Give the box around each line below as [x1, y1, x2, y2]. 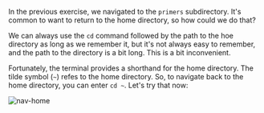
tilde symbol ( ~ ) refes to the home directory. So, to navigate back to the [8, 72, 244, 81]
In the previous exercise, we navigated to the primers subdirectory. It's [8, 7, 242, 16]
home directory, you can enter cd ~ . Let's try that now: [8, 80, 189, 90]
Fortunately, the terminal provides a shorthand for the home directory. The [8, 63, 254, 73]
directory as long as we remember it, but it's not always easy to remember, [8, 39, 256, 49]
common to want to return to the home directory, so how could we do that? [8, 15, 257, 25]
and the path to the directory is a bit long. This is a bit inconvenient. [8, 48, 231, 57]
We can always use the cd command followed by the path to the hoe [8, 31, 234, 40]
